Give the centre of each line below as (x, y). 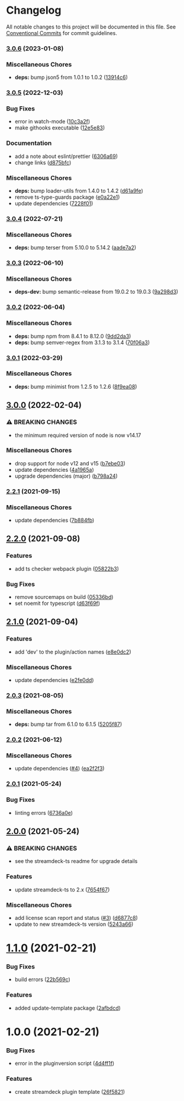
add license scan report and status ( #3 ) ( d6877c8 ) (76, 918)
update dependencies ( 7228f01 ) (54, 203)
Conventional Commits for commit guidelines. (62, 33)
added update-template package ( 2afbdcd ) (68, 1008)
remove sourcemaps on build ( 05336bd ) (64, 597)
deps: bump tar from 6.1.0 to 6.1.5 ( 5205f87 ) (68, 724)
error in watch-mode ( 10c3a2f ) (52, 122)
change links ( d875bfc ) (43, 162)
